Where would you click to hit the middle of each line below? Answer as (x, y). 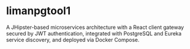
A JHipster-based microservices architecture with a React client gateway (95, 27)
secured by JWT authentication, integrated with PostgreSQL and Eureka (94, 33)
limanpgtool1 (38, 11)
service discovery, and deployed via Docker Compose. (73, 40)
